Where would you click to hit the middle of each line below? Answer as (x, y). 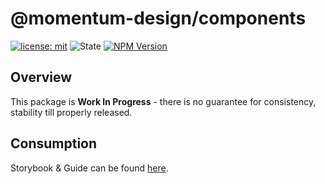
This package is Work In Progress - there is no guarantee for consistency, (163, 101)
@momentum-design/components (158, 18)
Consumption (54, 143)
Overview (41, 77)
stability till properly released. (71, 112)
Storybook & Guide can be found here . (89, 168)
